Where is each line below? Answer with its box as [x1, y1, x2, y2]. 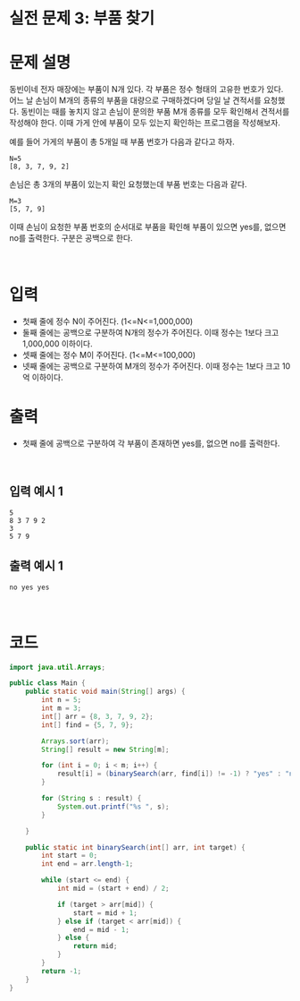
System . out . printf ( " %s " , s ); [56, 802, 170, 811]
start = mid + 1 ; [72, 908, 138, 918]
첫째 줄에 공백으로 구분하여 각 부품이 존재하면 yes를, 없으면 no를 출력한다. [21, 438, 280, 449]
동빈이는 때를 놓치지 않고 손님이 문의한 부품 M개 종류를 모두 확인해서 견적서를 [21, 107, 290, 117]
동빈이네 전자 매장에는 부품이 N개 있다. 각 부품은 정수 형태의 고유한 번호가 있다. [9, 84, 284, 95]
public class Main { [9, 679, 87, 688]
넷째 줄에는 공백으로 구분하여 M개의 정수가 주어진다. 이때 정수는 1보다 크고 [21, 361, 280, 372]
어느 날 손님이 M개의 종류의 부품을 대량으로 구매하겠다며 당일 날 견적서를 [9, 95, 262, 106]
